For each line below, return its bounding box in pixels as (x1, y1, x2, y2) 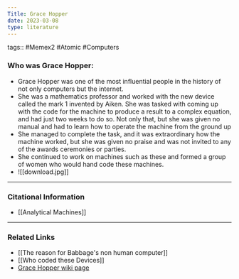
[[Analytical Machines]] (17, 207, 87, 217)
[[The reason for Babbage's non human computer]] (17, 248, 169, 257)
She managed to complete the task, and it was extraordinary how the (17, 129, 221, 138)
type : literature (7, 23, 59, 31)
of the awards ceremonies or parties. (17, 145, 127, 153)
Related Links (7, 232, 55, 242)
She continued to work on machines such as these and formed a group (17, 152, 226, 160)
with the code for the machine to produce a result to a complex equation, (17, 107, 232, 116)
